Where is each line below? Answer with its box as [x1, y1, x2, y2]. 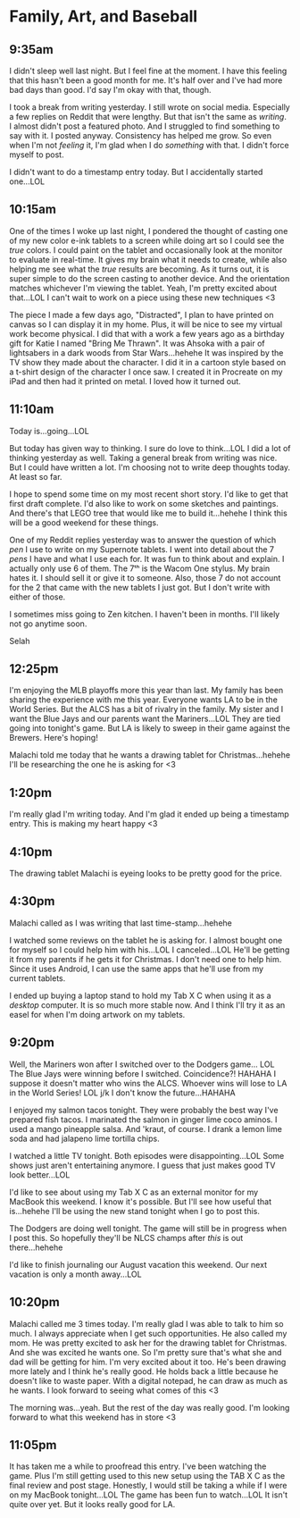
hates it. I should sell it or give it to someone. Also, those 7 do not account [9, 572, 281, 583]
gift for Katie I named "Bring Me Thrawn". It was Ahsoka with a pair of [9, 338, 265, 348]
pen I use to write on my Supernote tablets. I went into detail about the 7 [9, 543, 275, 555]
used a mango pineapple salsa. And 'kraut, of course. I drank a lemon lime [9, 1123, 283, 1134]
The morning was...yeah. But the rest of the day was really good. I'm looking [9, 1402, 290, 1413]
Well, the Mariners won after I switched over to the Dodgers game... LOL [9, 1059, 275, 1069]
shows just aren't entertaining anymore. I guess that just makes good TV [9, 1160, 276, 1170]
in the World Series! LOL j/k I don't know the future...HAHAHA [9, 1087, 236, 1098]
